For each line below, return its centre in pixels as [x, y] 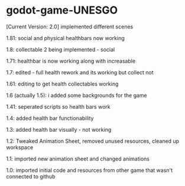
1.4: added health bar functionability [50, 118]
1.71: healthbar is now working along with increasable [71, 61]
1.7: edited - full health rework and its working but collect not [80, 72]
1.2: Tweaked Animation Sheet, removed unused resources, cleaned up [92, 141]
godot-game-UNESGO [62, 10]
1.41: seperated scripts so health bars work [58, 106]
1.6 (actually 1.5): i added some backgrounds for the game [77, 95]
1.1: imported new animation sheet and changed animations [78, 159]
